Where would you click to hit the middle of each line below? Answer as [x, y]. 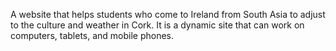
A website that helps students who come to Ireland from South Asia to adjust [168, 14]
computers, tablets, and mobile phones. [92, 35]
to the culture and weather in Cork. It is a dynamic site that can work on [157, 25]
